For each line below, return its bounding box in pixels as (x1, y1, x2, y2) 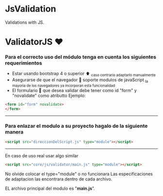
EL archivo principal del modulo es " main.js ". (5, 185, 96, 191)
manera (5, 128, 24, 135)
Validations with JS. (5, 19, 45, 25)
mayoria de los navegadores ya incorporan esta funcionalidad (12, 83, 115, 88)
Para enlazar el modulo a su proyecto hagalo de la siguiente (5, 122, 148, 129)
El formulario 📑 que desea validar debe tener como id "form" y (12, 88, 137, 93)
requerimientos (5, 60, 42, 66)
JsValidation (5, 3, 56, 15)
